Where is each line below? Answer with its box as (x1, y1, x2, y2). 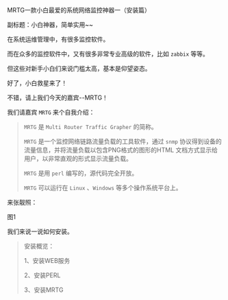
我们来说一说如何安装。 (7, 227, 73, 235)
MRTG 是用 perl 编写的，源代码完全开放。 (23, 169, 138, 177)
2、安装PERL (23, 271, 61, 279)
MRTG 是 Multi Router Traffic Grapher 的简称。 (23, 123, 157, 130)
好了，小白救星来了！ (7, 79, 67, 87)
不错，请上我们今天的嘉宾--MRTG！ (7, 93, 108, 102)
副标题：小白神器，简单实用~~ (7, 21, 94, 29)
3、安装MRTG (23, 286, 64, 294)
